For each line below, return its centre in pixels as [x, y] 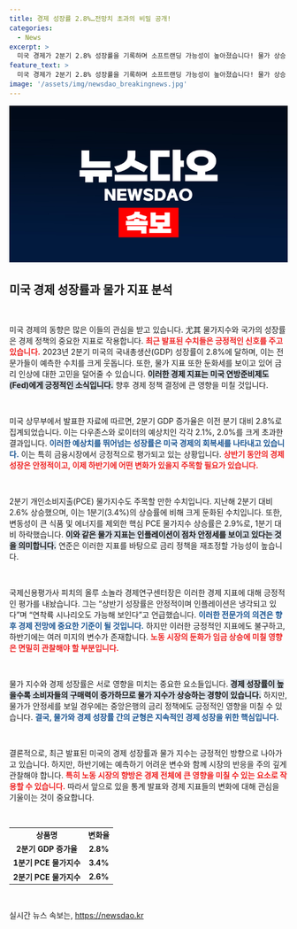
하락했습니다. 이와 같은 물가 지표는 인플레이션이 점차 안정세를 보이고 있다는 [145, 535]
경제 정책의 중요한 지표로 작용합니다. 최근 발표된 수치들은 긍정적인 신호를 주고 [151, 341]
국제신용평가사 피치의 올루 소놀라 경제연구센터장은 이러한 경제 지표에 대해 [136, 592]
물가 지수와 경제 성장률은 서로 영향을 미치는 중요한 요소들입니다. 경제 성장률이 [142, 684]
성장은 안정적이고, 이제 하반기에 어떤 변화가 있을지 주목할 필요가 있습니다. [134, 466]
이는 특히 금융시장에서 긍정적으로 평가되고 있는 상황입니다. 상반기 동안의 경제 [152, 454]
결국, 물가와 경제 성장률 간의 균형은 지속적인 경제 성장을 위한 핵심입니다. [157, 717]
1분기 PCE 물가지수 [47, 863]
